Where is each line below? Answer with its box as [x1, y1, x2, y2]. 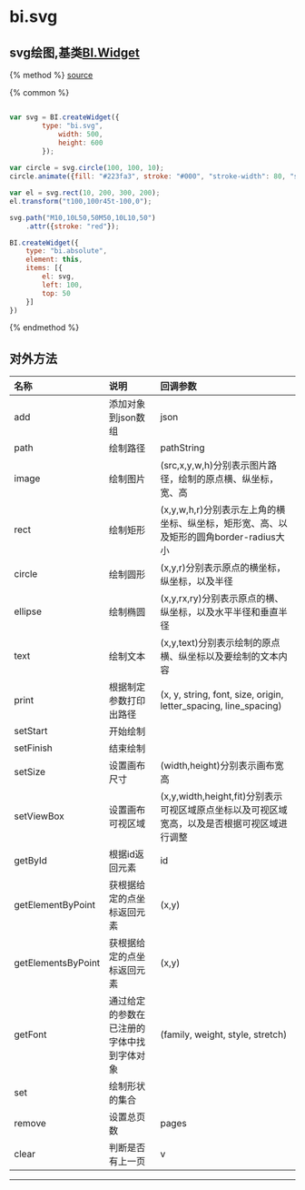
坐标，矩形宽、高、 [196, 517, 279, 529]
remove [14, 1117, 47, 1130]
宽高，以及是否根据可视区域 [160, 817, 279, 830]
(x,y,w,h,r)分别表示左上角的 [160, 503, 277, 516]
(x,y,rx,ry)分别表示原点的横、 [160, 592, 284, 605]
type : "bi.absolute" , [25, 247, 107, 256]
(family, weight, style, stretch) [160, 1028, 288, 1041]
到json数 [108, 411, 145, 424]
